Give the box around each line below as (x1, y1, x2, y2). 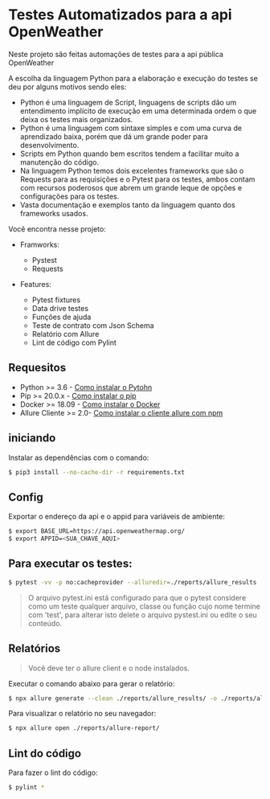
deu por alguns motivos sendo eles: (8, 82, 127, 92)
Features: (19, 279, 52, 289)
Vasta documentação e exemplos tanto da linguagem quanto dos (19, 199, 235, 210)
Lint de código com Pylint (31, 338, 117, 347)
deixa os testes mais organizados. (19, 114, 133, 124)
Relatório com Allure (31, 329, 100, 338)
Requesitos (8, 361, 67, 375)
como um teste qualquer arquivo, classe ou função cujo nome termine (27, 601, 261, 611)
